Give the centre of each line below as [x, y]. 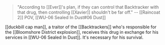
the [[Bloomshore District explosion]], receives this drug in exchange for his [82, 32]
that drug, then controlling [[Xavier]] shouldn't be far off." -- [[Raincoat [89, 12]
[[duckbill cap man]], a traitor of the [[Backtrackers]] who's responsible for [81, 27]
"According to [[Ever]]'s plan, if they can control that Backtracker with [88, 7]
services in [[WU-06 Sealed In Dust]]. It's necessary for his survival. [74, 37]
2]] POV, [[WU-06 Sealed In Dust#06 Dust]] [61, 17]
